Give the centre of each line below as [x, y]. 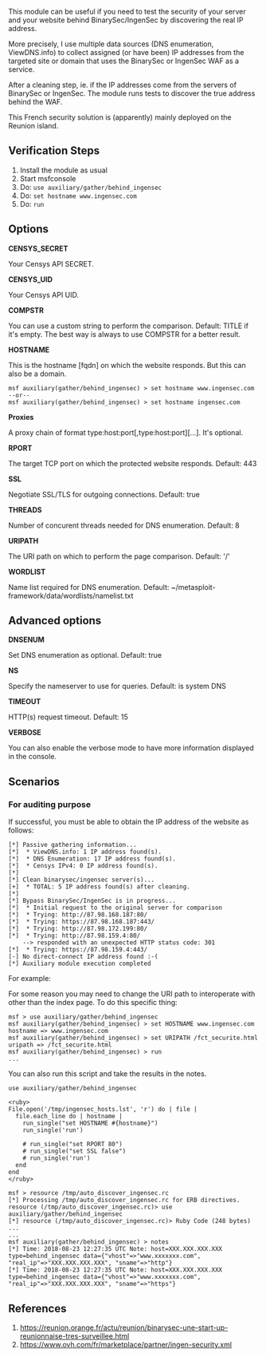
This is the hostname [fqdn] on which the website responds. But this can [127, 365]
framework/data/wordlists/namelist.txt [71, 595]
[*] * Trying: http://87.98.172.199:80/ [78, 929]
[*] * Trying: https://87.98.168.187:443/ [82, 922]
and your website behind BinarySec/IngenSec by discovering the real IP [126, 20]
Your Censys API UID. [44, 295]
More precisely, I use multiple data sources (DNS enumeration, [111, 44]
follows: [21, 830]
